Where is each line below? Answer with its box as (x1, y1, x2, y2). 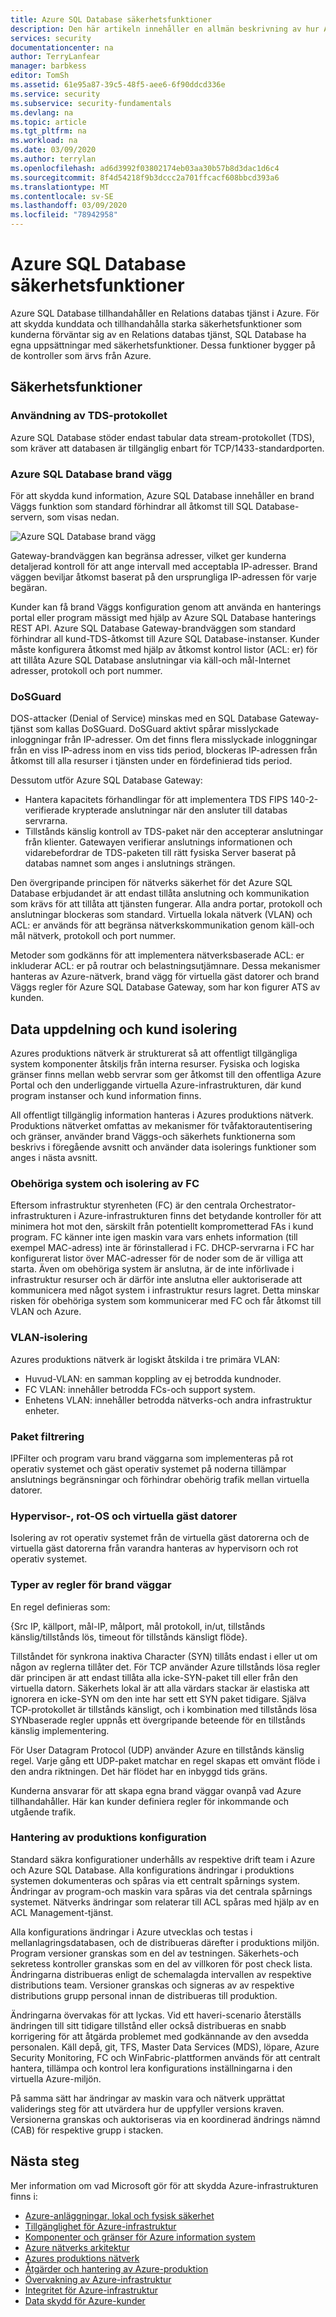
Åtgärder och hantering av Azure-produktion (24, 2262, 209, 2275)
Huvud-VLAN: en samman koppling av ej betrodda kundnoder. (24, 1372, 282, 1385)
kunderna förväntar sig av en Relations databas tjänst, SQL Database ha (10, 328, 307, 340)
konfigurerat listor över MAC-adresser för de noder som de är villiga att (10, 1252, 304, 1265)
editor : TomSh (10, 71, 70, 81)
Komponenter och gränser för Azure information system (24, 2231, 256, 2243)
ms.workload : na (10, 136, 78, 146)
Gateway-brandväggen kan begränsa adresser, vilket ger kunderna (10, 549, 287, 561)
